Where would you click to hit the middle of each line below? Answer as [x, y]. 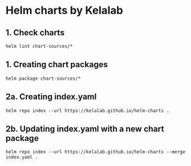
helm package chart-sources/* [43, 79]
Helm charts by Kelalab [64, 10]
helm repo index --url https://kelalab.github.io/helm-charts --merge [95, 152]
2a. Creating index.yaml [51, 97]
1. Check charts [35, 33]
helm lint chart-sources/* [39, 46]
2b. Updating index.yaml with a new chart [85, 129]
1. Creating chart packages [57, 64]
